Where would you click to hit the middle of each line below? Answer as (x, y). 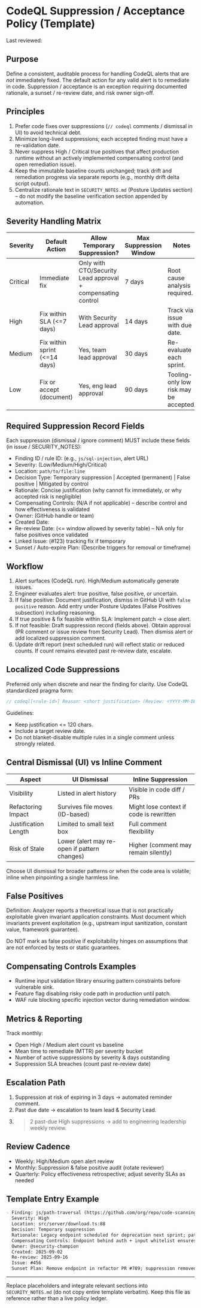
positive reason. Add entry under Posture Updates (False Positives (98, 606)
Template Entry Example (53, 1199)
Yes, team (92, 350)
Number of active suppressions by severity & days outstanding (92, 1057)
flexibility (141, 831)
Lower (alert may (82, 841)
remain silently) (150, 852)
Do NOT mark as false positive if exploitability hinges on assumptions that (97, 941)
